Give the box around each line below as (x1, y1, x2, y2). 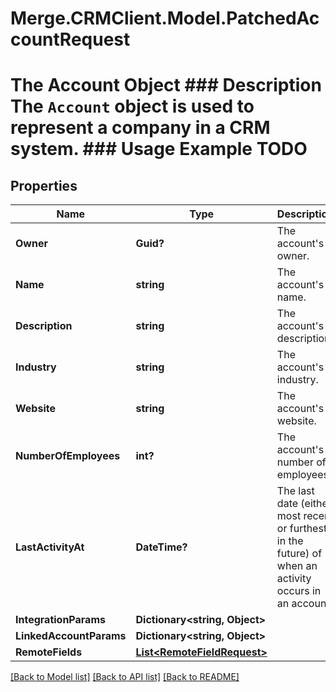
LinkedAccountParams (15, 629, 127, 643)
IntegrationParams (15, 613, 106, 627)
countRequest (10, 28, 131, 51)
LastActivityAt (15, 540, 85, 554)
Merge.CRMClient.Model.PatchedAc (10, 7, 320, 30)
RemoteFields (15, 645, 83, 659)
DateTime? (135, 540, 188, 554)
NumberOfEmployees (15, 449, 121, 463)
